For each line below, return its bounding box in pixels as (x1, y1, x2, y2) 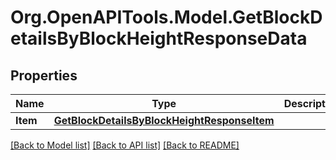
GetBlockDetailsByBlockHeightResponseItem (53, 114, 275, 127)
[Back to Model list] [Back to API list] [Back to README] (10, 139, 240, 151)
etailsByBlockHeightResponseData (10, 27, 308, 50)
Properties (10, 67, 78, 84)
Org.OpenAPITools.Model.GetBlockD (10, 6, 323, 29)
